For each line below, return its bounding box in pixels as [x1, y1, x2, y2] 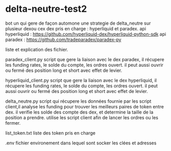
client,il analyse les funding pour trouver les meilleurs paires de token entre [5, 103, 164, 109]
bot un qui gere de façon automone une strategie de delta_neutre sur [5, 20, 151, 26]
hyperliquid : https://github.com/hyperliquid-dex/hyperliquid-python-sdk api [5, 31, 166, 37]
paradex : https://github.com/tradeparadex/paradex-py [5, 36, 121, 43]
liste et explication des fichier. [5, 46, 68, 52]
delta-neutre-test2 [5, 3, 87, 15]
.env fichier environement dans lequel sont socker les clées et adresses [5, 140, 157, 146]
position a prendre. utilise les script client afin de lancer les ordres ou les [5, 114, 159, 121]
